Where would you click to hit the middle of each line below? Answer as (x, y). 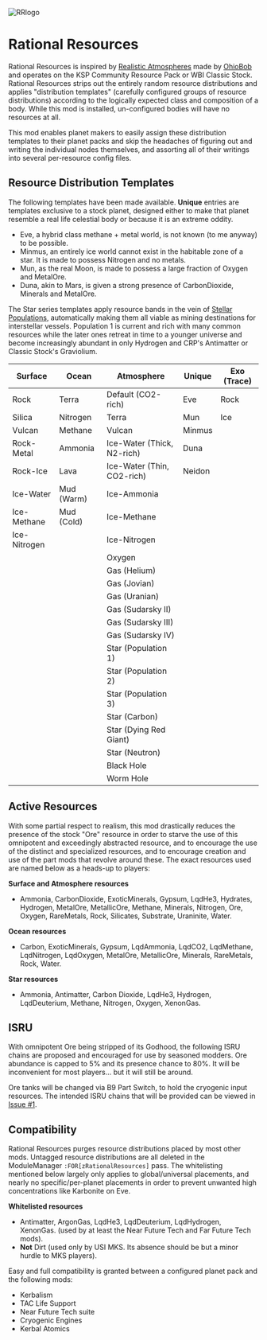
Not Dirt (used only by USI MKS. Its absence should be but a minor (129, 1247)
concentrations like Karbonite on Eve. (70, 1191)
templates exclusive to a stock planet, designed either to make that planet (129, 210)
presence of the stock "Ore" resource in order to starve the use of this (123, 834)
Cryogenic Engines (51, 1320)
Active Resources (53, 806)
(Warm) (74, 499)
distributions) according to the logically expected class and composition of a (133, 100)
